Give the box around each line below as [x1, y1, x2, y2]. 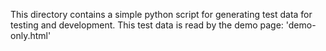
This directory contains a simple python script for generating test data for [10, 9, 313, 20]
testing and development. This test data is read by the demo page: [10, 19, 284, 31]
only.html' [10, 30, 52, 41]
